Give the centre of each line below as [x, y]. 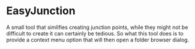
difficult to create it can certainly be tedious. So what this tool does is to [95, 33]
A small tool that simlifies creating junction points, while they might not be [97, 27]
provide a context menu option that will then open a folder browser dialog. [98, 40]
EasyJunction [41, 11]
